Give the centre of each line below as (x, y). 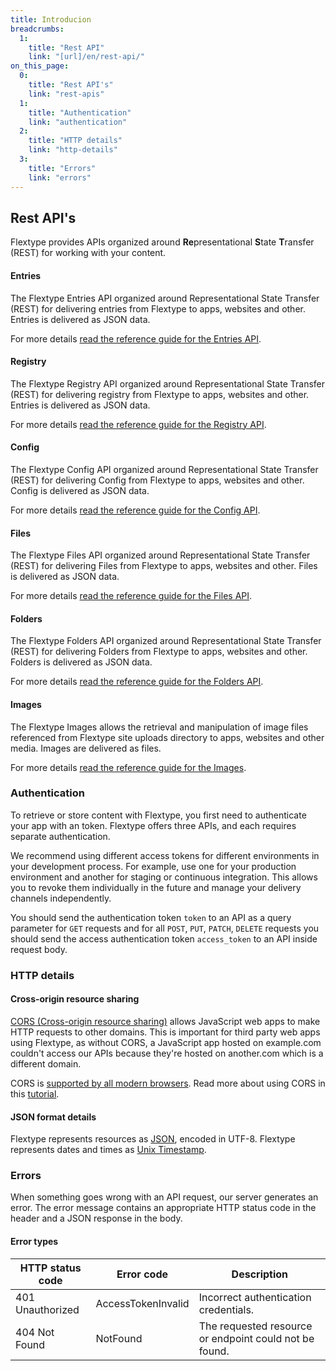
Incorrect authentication (255, 1297)
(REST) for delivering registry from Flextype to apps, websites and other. (160, 394)
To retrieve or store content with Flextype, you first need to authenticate (158, 815)
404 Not (35, 1332)
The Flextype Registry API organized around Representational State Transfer (168, 383)
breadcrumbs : (37, 29)
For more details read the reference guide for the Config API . (135, 510)
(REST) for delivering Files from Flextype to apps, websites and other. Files (164, 566)
